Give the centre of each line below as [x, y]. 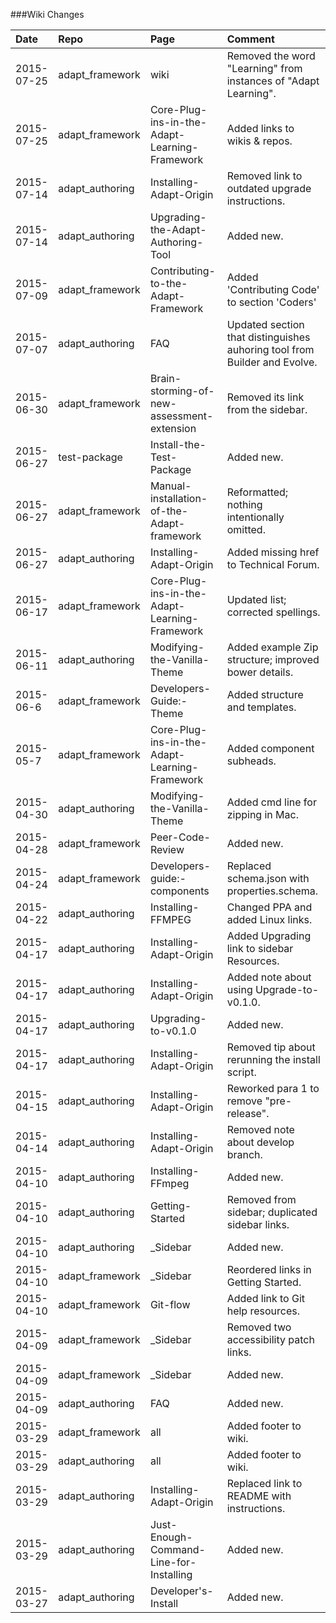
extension [173, 428]
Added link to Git [266, 1298]
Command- [177, 1549]
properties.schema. [272, 891]
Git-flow [170, 1304]
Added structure [265, 694]
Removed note [260, 1129]
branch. [244, 1154]
